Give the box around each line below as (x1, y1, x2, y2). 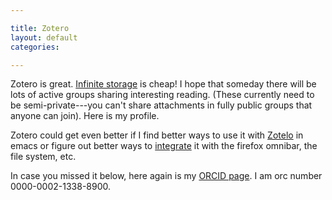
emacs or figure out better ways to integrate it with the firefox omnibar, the (10, 140, 318, 152)
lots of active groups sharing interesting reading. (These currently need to (10, 89, 315, 101)
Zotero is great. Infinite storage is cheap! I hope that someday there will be (10, 78, 317, 90)
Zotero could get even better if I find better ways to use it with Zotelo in (10, 129, 304, 141)
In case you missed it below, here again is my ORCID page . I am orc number (10, 170, 323, 182)
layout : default (10, 32, 78, 43)
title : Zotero (10, 23, 70, 33)
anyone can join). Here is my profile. (10, 110, 160, 122)
